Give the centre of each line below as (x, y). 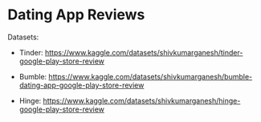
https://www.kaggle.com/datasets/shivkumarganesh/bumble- (151, 76)
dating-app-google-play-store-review (82, 85)
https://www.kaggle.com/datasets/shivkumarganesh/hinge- (142, 100)
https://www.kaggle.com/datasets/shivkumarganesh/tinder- (144, 52)
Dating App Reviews (76, 15)
